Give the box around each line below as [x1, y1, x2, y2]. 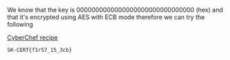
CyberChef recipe [7, 33, 59, 42]
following [7, 20, 33, 28]
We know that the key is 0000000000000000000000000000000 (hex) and [7, 6, 224, 14]
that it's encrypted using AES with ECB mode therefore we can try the [7, 13, 205, 21]
